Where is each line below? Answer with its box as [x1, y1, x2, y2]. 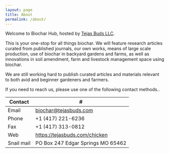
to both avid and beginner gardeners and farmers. [5, 76, 109, 83]
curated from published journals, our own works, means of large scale [5, 46, 151, 52]
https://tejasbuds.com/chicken [35, 131, 108, 138]
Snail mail [8, 139, 31, 146]
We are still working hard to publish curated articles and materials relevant [5, 71, 159, 78]
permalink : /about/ [5, 17, 46, 22]
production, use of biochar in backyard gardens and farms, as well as [5, 51, 150, 57]
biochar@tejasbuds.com [35, 107, 93, 114]
